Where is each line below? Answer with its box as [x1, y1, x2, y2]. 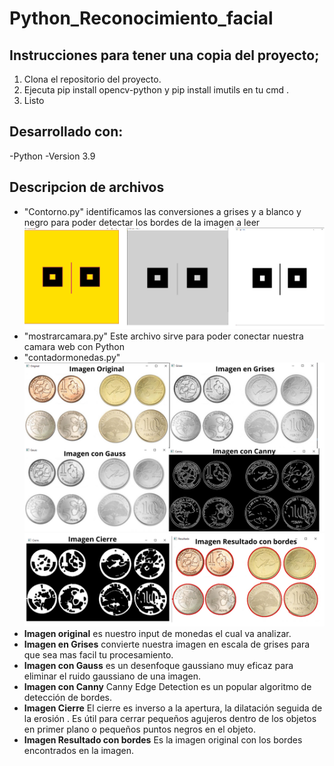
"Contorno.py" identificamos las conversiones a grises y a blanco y [23, 205, 302, 217]
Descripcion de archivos [9, 179, 165, 196]
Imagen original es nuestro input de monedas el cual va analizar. [23, 628, 292, 640]
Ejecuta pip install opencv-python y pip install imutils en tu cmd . [23, 84, 290, 96]
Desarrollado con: [9, 123, 124, 141]
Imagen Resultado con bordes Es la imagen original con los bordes [23, 734, 303, 746]
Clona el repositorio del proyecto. [23, 73, 162, 85]
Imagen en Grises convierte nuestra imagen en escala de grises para [23, 638, 311, 651]
